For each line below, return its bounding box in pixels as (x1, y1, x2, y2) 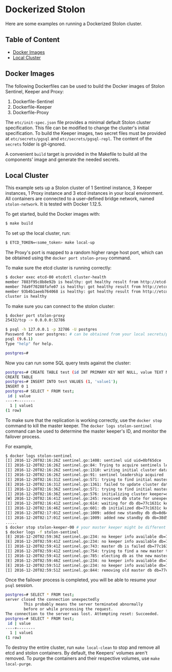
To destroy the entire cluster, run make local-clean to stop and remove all (5, 644, 160, 650)
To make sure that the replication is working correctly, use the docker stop (5, 417, 162, 423)
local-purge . (5, 661, 32, 667)
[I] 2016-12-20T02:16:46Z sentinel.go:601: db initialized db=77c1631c (5, 506, 161, 511)
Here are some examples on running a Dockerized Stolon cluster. (5, 21, 142, 27)
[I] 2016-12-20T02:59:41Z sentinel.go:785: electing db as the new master (5, 553, 168, 558)
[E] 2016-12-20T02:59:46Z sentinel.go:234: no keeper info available (5, 558, 157, 563)
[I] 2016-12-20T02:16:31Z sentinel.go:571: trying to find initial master (5, 477, 168, 482)
